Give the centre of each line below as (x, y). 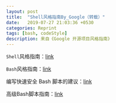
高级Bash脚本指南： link (35, 94)
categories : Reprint (32, 28)
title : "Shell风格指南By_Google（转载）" (56, 17)
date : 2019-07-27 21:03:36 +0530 (50, 22)
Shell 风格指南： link (30, 56)
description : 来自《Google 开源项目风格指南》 (59, 39)
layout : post (22, 11)
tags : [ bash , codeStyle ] (37, 34)
